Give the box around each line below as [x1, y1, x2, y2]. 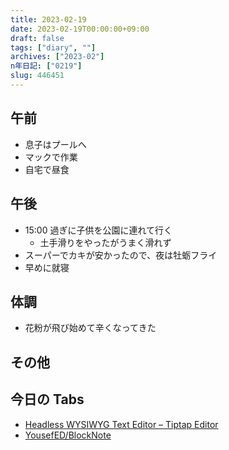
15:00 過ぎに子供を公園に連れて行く [24, 224, 173, 236]
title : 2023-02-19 [10, 14, 87, 25]
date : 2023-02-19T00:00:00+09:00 [10, 24, 150, 34]
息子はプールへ [24, 138, 87, 150]
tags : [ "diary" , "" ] [10, 42, 97, 53]
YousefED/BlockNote [24, 429, 112, 441]
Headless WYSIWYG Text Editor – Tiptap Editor [24, 418, 219, 430]
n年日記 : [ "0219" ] [10, 61, 83, 71]
